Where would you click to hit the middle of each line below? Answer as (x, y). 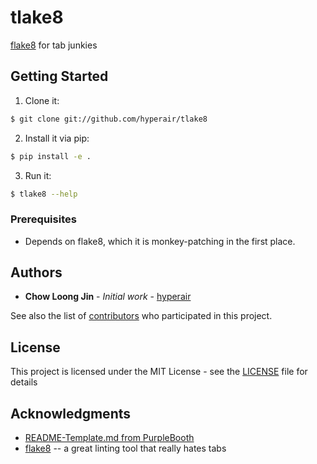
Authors (36, 272)
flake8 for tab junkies (54, 45)
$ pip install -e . (51, 156)
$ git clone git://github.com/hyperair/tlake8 (109, 119)
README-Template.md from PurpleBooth (109, 438)
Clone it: (42, 100)
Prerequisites (43, 219)
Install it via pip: (57, 138)
